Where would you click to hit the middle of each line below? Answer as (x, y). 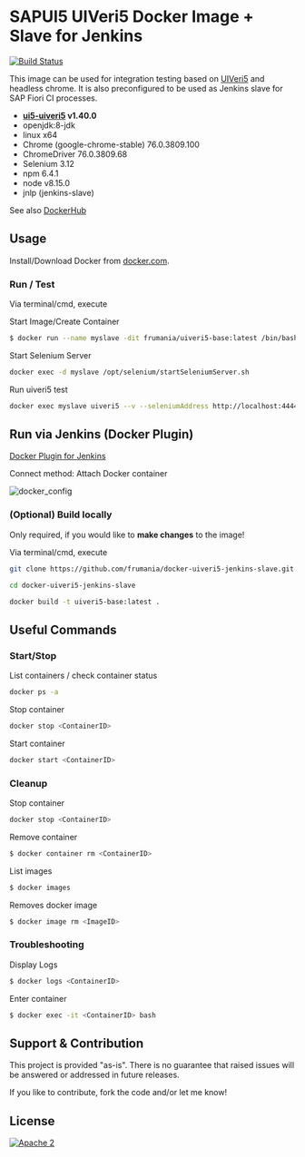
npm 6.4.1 (40, 173)
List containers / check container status (84, 676)
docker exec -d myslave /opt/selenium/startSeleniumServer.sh (129, 372)
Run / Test (32, 284)
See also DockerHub (48, 210)
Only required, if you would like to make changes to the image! (127, 534)
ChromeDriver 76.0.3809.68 (75, 154)
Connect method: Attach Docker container (89, 474)
